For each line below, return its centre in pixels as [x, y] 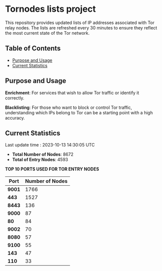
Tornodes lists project [51, 9]
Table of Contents [33, 48]
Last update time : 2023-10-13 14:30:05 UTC [50, 145]
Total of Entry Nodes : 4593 [40, 160]
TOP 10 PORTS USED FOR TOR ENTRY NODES [52, 169]
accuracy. [15, 118]
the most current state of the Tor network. [47, 33]
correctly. [15, 98]
